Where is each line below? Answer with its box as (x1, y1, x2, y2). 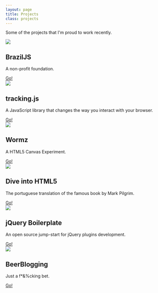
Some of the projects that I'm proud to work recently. (5, 30, 112, 36)
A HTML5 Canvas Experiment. (5, 148, 66, 154)
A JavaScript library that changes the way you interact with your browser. (5, 107, 153, 113)
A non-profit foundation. (5, 66, 54, 72)
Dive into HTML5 (5, 177, 58, 186)
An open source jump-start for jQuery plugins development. (5, 231, 126, 237)
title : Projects (5, 12, 39, 17)
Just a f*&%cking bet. (5, 273, 50, 279)
